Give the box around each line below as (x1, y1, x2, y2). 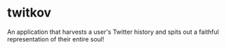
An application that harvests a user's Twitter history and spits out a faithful (7, 28, 219, 36)
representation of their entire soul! (7, 35, 105, 43)
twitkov (7, 5, 52, 21)
